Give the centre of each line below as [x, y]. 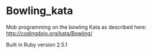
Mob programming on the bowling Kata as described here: [77, 27]
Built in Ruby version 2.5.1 [37, 45]
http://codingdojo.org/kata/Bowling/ [49, 33]
